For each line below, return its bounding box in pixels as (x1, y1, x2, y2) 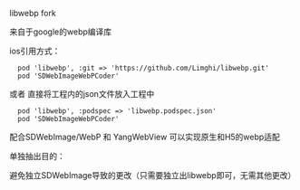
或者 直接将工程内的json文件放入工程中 (9, 89, 155, 99)
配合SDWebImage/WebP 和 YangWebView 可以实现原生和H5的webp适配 (9, 131, 281, 142)
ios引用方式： (9, 45, 61, 56)
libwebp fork (9, 8, 56, 18)
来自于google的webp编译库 (9, 26, 112, 37)
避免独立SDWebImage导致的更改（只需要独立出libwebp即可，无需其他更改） (9, 170, 296, 180)
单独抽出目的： (9, 151, 65, 161)
